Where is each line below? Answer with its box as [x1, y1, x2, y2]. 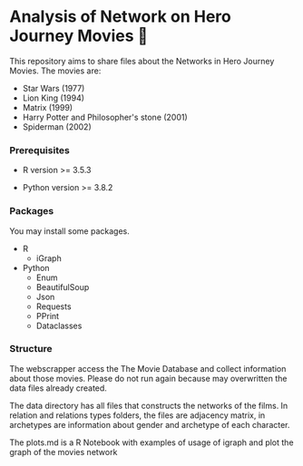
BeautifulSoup [35, 281, 90, 292]
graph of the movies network [9, 446, 118, 457]
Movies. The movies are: [9, 65, 102, 76]
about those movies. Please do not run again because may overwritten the [9, 373, 288, 383]
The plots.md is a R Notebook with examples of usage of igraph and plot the [9, 437, 294, 448]
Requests [35, 301, 72, 312]
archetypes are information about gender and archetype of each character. [9, 419, 290, 430]
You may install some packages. [9, 225, 130, 237]
